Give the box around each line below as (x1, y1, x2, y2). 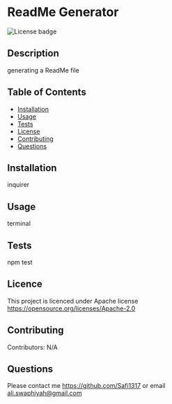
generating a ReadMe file (7, 66, 80, 74)
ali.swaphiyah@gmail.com (7, 389, 82, 398)
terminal (7, 219, 31, 227)
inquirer (7, 181, 30, 189)
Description (7, 47, 59, 59)
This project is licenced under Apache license (7, 297, 139, 305)
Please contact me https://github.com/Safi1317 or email (7, 382, 166, 390)
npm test (7, 258, 33, 266)
